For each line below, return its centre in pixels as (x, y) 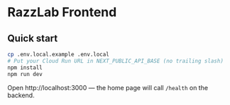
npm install (25, 68)
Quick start (33, 38)
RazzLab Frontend (62, 12)
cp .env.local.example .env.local (59, 54)
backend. (21, 95)
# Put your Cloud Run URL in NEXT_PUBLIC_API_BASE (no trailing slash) (115, 61)
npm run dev (25, 74)
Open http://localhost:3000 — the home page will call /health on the (108, 87)
